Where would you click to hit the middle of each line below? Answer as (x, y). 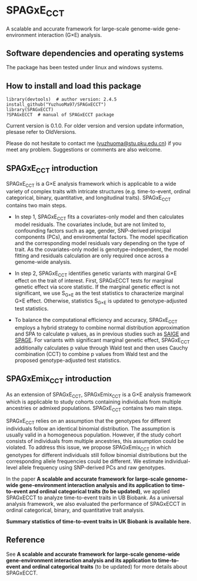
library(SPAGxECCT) (30, 110)
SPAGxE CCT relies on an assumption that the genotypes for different (89, 422)
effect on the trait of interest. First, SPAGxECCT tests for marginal (94, 281)
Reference (26, 540)
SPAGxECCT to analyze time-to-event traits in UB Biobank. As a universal (95, 498)
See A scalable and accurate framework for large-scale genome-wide (93, 554)
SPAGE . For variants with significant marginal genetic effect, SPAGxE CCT (102, 340)
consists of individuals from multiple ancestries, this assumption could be (95, 441)
